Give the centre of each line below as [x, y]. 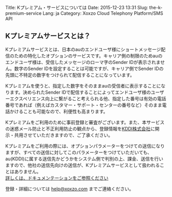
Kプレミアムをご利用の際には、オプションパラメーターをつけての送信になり [85, 146]
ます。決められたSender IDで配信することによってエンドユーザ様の [80, 92]
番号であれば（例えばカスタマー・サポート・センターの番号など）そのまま [84, 105]
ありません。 [28, 171]
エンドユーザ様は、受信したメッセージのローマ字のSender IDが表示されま [83, 62]
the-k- [156, 7]
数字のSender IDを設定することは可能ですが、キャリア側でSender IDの [89, 69]
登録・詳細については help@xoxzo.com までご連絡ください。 [70, 189]
